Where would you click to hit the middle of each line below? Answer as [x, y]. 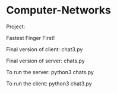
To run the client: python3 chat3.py [49, 84]
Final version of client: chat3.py [45, 49]
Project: [16, 26]
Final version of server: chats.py [45, 61]
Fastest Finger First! [31, 38]
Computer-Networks [58, 10]
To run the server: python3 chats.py [50, 72]
